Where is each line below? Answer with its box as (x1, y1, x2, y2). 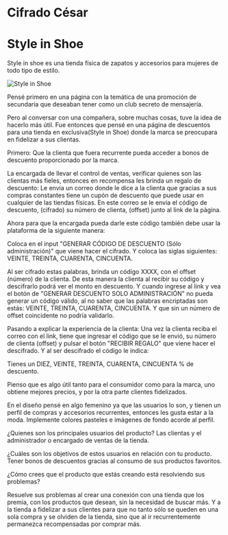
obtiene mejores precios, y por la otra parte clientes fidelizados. (7, 388, 188, 396)
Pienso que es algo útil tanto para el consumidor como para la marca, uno (7, 380, 216, 389)
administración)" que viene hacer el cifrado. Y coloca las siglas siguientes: (7, 247, 218, 255)
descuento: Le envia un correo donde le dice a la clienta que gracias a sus (7, 184, 217, 192)
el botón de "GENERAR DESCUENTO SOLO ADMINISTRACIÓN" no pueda (7, 290, 214, 298)
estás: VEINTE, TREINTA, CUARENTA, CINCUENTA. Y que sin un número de (7, 304, 220, 312)
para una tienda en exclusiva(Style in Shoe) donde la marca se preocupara (7, 128, 218, 137)
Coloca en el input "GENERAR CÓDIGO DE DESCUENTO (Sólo (7, 240, 181, 248)
